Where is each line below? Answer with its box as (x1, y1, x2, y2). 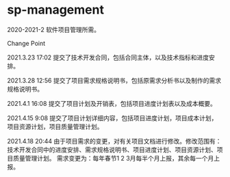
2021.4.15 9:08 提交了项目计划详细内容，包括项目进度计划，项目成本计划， (7, 113, 218, 122)
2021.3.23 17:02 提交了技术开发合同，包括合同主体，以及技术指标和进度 (7, 53, 209, 62)
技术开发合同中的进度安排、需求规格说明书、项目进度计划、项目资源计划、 (7, 146, 217, 154)
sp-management (7, 2, 105, 18)
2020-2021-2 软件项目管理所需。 (7, 25, 101, 33)
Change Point (7, 39, 46, 47)
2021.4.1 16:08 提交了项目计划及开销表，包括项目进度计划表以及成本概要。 (7, 99, 217, 107)
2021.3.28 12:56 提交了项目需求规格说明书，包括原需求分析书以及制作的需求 (7, 76, 221, 84)
